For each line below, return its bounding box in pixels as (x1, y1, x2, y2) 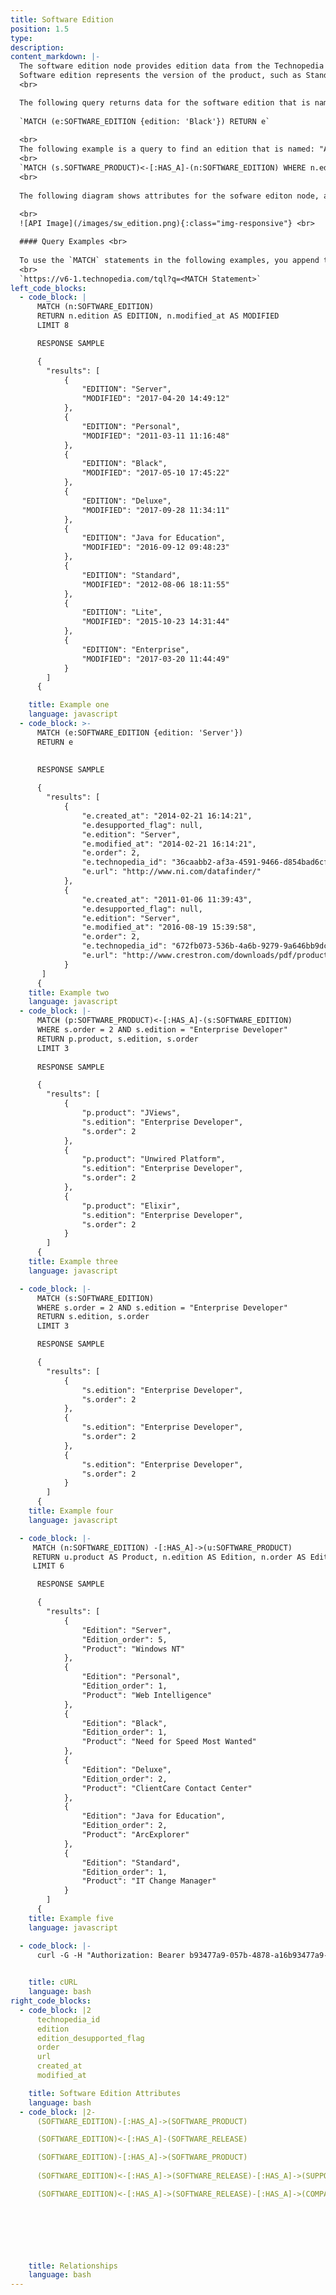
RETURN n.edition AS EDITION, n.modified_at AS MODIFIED (36, 311, 280, 321)
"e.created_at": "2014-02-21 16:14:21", (81, 811, 253, 821)
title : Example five (28, 1913, 114, 1923)
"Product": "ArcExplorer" (81, 1830, 190, 1840)
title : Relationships (28, 2261, 118, 2271)
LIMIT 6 (32, 1561, 65, 1571)
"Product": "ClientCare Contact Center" (81, 1783, 253, 1793)
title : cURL (28, 1977, 78, 1988)
